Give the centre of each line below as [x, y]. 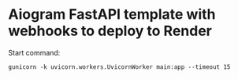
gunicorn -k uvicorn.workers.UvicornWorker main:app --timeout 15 [119, 67]
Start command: [34, 52]
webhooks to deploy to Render [110, 31]
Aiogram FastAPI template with [112, 14]
